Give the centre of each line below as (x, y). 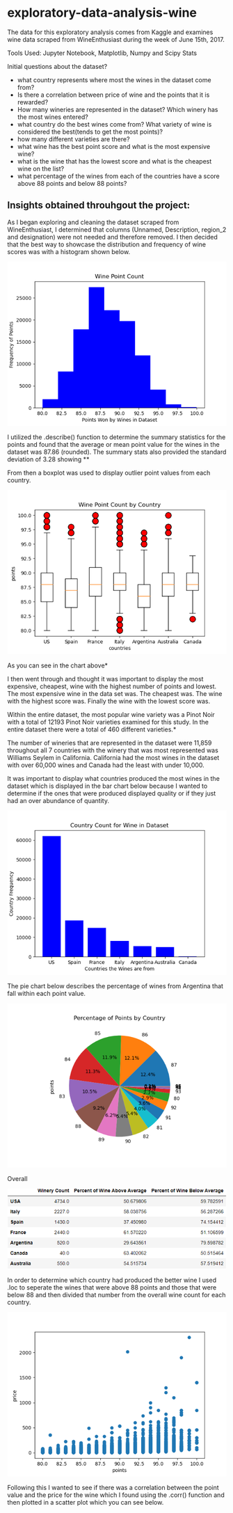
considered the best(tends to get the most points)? (90, 132)
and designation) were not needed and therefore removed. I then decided (112, 237)
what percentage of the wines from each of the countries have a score (119, 176)
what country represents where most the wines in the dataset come (114, 80)
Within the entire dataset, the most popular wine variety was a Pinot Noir (111, 714)
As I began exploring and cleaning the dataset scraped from (93, 222)
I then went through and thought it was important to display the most (105, 679)
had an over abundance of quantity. (58, 800)
